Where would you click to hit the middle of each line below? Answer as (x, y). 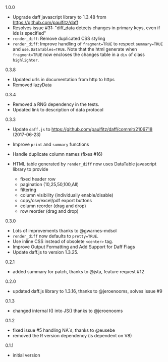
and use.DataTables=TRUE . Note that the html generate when (75, 49)
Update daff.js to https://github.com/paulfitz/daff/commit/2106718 (82, 129)
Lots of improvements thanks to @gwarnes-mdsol (65, 231)
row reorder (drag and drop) (49, 211)
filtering (28, 190)
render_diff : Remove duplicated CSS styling (59, 38)
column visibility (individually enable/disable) (67, 195)
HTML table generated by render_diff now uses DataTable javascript (84, 164)
